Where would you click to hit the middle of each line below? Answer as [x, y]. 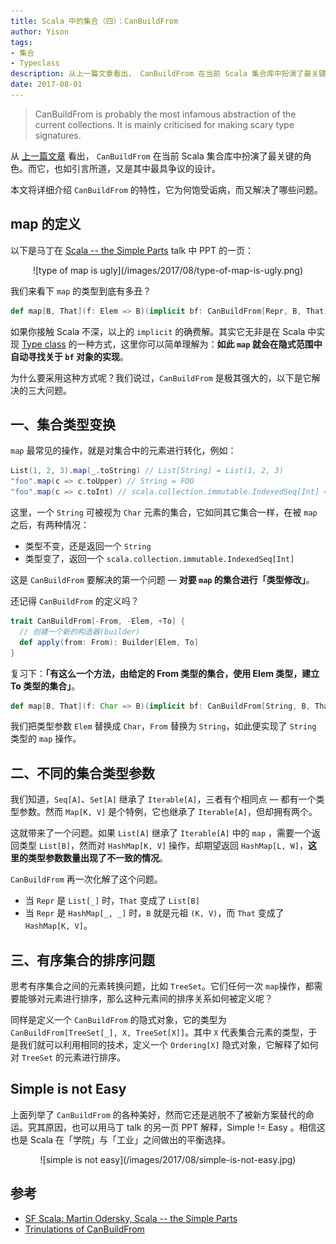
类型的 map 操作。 [46, 739]
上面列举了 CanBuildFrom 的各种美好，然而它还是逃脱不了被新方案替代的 [158, 1114]
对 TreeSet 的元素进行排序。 [68, 1057]
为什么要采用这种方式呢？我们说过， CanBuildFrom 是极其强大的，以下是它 [161, 377]
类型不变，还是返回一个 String [88, 546]
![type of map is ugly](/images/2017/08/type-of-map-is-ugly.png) [168, 270]
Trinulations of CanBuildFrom [84, 1229]
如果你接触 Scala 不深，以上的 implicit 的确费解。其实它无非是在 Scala [158, 331]
